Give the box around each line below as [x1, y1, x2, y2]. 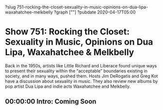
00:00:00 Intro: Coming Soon [5, 97, 97, 106]
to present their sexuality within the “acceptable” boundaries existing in [5, 68, 148, 74]
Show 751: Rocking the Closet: [5, 26, 130, 37]
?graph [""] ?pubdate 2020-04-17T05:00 [54, 9, 136, 15]
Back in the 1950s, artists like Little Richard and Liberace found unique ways [5, 63, 157, 68]
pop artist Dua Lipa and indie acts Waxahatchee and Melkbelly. [5, 83, 131, 89]
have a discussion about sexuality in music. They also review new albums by [5, 78, 158, 84]
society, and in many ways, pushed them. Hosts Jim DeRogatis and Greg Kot [5, 73, 158, 79]
